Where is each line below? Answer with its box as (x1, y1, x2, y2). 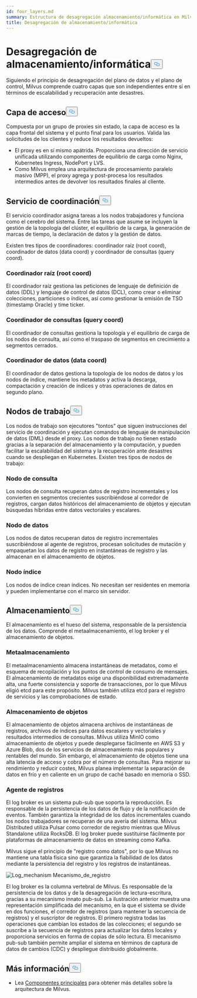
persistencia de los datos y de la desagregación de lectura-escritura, (6, 889, 173, 896)
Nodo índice (6, 568, 42, 576)
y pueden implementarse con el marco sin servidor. (6, 587, 130, 594)
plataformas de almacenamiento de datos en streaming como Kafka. (6, 836, 171, 843)
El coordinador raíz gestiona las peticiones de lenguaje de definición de (6, 283, 179, 290)
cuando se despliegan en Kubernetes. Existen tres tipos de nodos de (6, 453, 172, 460)
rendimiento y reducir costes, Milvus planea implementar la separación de (6, 765, 185, 772)
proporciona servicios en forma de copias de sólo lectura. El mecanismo (6, 933, 181, 940)
